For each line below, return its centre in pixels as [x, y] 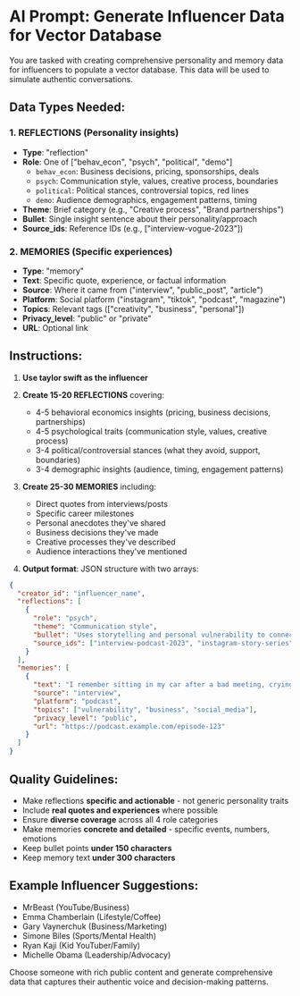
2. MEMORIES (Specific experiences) [91, 251]
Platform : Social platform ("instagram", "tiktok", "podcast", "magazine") [154, 299]
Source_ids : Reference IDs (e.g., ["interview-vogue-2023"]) [133, 228]
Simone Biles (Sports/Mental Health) [89, 935]
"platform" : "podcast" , [77, 701]
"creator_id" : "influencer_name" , [81, 593]
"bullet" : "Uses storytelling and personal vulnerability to [149, 635]
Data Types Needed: [67, 108]
